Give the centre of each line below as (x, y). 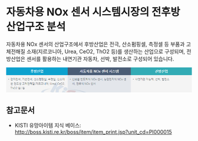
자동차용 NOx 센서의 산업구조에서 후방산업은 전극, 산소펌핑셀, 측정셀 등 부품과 (95, 44)
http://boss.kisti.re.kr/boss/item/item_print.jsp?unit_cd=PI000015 (93, 132)
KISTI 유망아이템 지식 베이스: (48, 125)
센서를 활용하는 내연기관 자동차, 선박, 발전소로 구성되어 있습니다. (100, 59)
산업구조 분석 (36, 27)
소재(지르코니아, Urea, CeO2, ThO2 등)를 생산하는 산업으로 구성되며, (106, 51)
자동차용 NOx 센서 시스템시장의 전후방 (93, 12)
